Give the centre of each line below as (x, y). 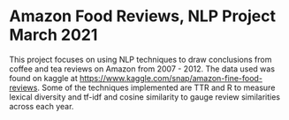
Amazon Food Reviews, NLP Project (143, 16)
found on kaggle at (43, 78)
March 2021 (53, 35)
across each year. (42, 106)
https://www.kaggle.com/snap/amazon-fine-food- (171, 78)
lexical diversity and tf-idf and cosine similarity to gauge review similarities (145, 97)
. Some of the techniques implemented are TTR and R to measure (156, 87)
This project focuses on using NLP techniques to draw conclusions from (141, 59)
